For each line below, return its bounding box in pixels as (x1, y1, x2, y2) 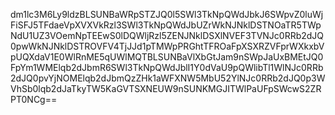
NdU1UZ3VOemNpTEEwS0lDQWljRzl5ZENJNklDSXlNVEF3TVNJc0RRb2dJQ (10, 30, 325, 41)
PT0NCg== (10, 94, 58, 105)
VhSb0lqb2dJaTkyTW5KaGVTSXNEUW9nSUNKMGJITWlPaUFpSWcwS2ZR (10, 83, 322, 94)
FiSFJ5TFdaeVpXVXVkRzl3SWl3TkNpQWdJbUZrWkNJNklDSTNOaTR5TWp (10, 19, 322, 31)
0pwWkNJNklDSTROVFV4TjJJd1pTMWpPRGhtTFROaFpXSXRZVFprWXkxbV (10, 40, 325, 52)
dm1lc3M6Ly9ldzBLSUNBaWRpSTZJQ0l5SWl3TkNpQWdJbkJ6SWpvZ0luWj (10, 9, 324, 20)
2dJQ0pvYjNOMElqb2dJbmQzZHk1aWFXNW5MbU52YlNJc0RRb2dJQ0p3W (10, 72, 326, 84)
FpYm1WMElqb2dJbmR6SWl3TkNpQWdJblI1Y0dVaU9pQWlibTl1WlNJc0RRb (10, 62, 324, 73)
